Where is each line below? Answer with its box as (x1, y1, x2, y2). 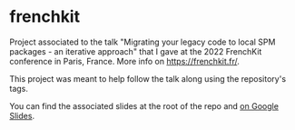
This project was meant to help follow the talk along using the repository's (9, 73, 287, 84)
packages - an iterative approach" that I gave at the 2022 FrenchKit (9, 45, 262, 56)
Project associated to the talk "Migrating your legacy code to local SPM (9, 36, 276, 47)
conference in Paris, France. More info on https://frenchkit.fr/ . (9, 55, 241, 66)
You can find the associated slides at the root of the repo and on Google (9, 100, 280, 111)
